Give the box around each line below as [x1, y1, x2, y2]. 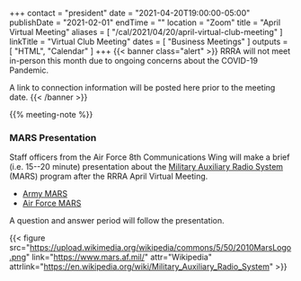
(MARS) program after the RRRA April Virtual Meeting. [9, 171, 208, 182]
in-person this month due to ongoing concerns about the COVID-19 [9, 56, 259, 66]
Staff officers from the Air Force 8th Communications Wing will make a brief [9, 152, 290, 162]
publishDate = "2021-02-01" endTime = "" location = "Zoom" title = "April [9, 17, 281, 28]
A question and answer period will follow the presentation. [9, 215, 225, 226]
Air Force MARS [22, 198, 82, 209]
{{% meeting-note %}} [9, 110, 93, 119]
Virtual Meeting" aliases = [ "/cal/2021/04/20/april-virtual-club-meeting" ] [9, 27, 283, 37]
